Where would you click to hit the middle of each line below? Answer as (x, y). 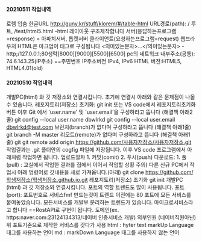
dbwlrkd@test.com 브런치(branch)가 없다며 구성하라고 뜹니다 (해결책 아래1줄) (99, 127)
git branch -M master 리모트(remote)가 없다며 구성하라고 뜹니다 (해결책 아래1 (98, 135)
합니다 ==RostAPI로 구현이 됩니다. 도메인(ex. (66, 210)
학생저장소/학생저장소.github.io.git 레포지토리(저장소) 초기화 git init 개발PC (95, 180)
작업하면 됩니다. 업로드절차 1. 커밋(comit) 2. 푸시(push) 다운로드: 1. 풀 (104, 157)
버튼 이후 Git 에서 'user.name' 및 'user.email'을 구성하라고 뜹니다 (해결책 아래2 (99, 112)
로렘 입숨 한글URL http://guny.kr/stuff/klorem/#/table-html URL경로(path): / (98, 23)
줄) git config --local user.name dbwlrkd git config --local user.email (91, 120)
